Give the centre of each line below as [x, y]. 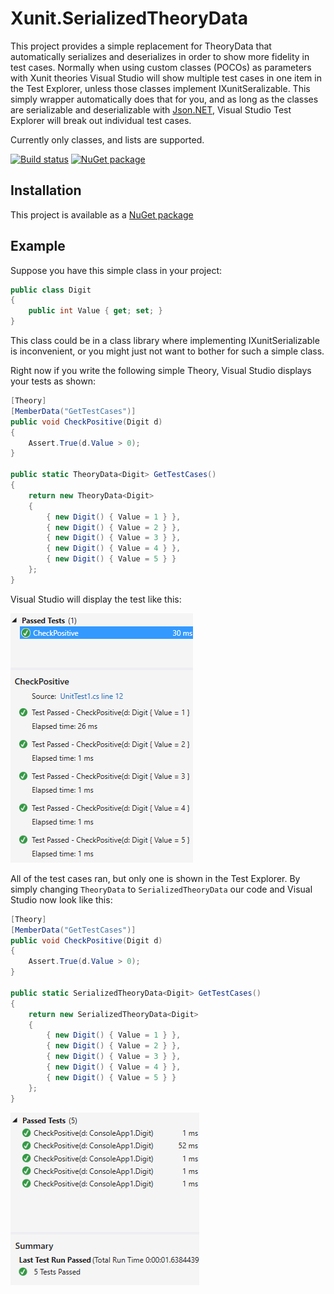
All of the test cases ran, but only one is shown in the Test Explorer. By [155, 878]
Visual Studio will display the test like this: [96, 599]
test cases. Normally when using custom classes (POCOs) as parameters [161, 67]
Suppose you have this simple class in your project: [116, 270]
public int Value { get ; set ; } [95, 311]
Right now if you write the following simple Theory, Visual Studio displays [161, 371]
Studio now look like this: [61, 899]
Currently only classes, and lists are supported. [107, 139]
